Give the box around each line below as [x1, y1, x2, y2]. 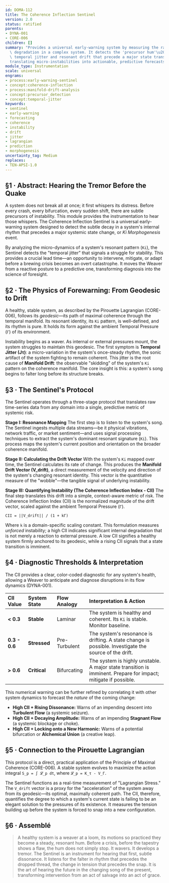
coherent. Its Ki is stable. [89, 615, 148, 622]
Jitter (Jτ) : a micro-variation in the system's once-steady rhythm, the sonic [5, 349, 161, 355]
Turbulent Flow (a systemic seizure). [12, 710, 90, 716]
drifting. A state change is [89, 636, 150, 643]
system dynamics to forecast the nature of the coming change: [5, 694, 136, 701]
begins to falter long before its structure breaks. [5, 371, 105, 377]
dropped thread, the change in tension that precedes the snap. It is [17, 861, 156, 867]
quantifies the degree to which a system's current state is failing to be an [5, 796, 156, 802]
